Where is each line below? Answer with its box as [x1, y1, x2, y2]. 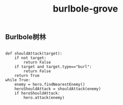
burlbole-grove [52, 3, 118, 15]
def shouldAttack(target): [5, 51, 63, 56]
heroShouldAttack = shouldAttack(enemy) [14, 86, 101, 91]
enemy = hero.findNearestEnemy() [14, 82, 85, 87]
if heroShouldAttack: [14, 90, 60, 96]
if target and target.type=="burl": [14, 64, 93, 69]
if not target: [14, 55, 47, 61]
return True [14, 73, 40, 78]
